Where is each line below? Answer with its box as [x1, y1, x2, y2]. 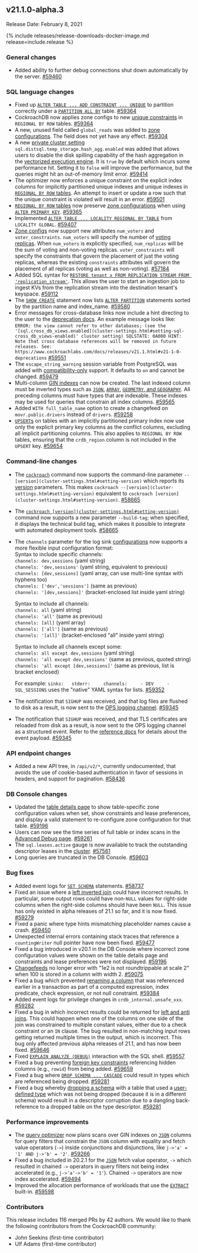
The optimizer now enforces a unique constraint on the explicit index [14, 177, 182, 184]
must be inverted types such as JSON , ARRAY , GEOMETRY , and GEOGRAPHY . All [14, 386, 190, 393]
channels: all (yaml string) [14, 606, 82, 613]
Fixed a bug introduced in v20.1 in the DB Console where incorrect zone [14, 945, 190, 952]
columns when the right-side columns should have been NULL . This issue [14, 901, 191, 908]
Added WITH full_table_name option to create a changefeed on [14, 405, 168, 412]
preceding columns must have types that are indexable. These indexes [14, 392, 187, 399]
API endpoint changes [6, 749, 72, 757]
